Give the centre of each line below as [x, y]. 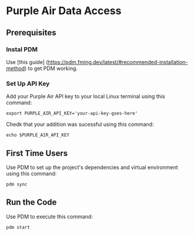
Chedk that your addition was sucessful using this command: [80, 124]
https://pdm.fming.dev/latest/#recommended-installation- [118, 62]
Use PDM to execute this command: [49, 217]
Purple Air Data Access [64, 11]
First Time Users [37, 153]
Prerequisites [31, 33]
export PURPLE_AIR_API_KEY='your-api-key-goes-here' [72, 114]
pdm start [18, 227]
